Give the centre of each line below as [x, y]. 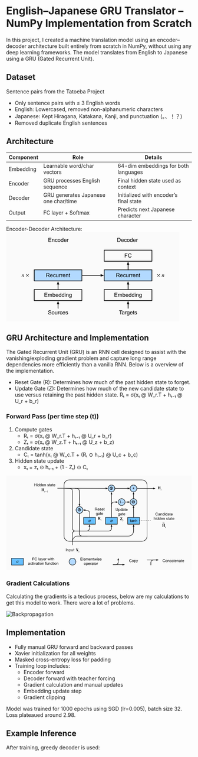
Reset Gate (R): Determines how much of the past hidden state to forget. [103, 382]
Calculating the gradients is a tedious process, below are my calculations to [98, 596]
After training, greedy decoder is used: [53, 748]
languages [130, 172]
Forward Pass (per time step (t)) [52, 417]
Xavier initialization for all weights [55, 653]
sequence [55, 187]
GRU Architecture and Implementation [77, 338]
